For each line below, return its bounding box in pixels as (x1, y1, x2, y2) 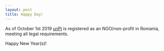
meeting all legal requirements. (5, 31, 69, 37)
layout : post (5, 7, 32, 12)
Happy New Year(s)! (5, 40, 47, 46)
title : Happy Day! (5, 12, 43, 17)
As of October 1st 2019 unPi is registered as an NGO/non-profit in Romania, (5, 25, 160, 31)
